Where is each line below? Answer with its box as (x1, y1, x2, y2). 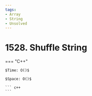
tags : (5, 7, 16, 12)
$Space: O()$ (5, 77, 32, 82)
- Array (5, 12, 21, 17)
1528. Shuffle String (5, 42, 87, 53)
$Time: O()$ (5, 68, 29, 73)
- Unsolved (5, 21, 27, 26)
